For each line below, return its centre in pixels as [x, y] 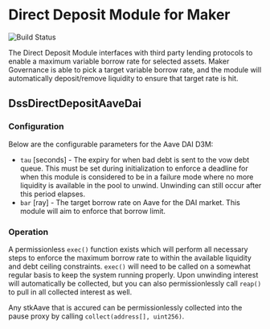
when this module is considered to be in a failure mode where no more [137, 177]
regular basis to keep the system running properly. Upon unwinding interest [133, 274]
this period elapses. [53, 194]
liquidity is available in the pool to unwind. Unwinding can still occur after [141, 185]
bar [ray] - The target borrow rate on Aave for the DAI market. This [130, 202]
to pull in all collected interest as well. [70, 292]
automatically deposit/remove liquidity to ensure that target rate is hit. [123, 78]
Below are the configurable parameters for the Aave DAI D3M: [111, 144]
